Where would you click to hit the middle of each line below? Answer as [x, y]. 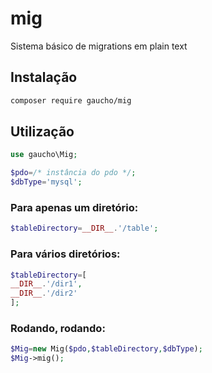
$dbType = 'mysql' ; [46, 182]
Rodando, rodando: [58, 328]
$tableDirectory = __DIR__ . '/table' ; [84, 228]
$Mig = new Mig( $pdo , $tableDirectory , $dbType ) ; [106, 349]
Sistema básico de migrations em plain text [99, 46]
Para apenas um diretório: [74, 207]
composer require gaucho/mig [71, 100]
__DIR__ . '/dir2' [44, 293]
